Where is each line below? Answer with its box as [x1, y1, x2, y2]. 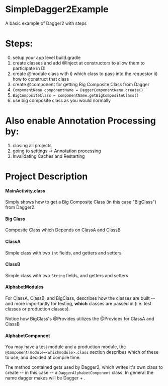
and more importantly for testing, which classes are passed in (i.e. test [5, 301, 152, 307]
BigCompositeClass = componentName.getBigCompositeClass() [12, 93, 139, 98]
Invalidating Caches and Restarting [12, 153, 85, 159]
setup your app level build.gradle [12, 54, 81, 60]
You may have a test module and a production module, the [5, 344, 126, 350]
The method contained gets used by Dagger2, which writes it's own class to [5, 364, 163, 370]
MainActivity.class [5, 187, 45, 194]
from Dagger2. [5, 204, 36, 210]
